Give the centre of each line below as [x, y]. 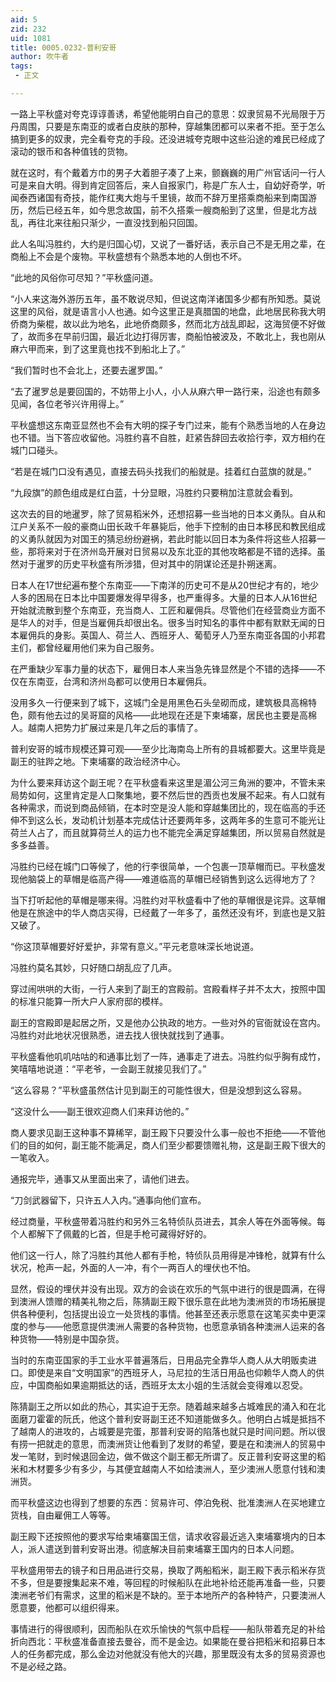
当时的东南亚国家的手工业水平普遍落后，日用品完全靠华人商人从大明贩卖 [159, 1360]
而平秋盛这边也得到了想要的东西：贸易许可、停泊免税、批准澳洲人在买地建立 [168, 1502]
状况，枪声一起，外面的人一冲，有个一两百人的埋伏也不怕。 [133, 1267]
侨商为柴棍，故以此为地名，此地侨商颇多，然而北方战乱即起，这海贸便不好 [163, 323]
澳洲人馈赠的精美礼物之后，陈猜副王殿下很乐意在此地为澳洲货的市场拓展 [167, 1301]
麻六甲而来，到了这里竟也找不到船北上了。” [98, 348]
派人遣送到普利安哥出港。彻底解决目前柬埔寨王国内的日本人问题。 [163, 1548]
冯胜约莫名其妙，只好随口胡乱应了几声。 [93, 967]
